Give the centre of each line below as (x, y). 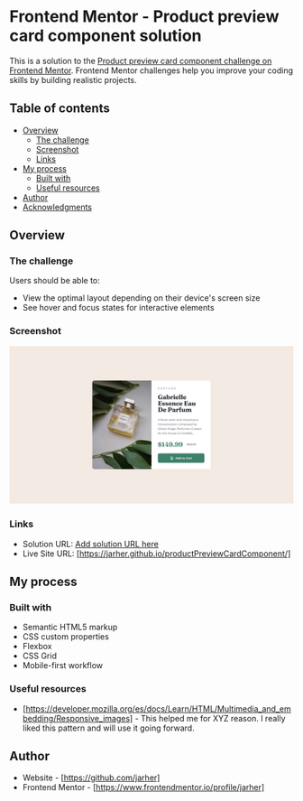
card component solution (106, 36)
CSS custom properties (66, 637)
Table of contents (60, 109)
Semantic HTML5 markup (70, 627)
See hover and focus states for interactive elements (118, 308)
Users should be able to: (55, 281)
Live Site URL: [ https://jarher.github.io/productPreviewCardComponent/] (156, 554)
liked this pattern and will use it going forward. (109, 728)
